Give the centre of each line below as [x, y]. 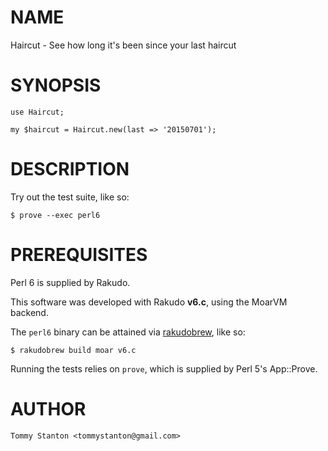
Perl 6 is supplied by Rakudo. [70, 282]
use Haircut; [37, 112]
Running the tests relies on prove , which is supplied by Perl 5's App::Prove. [164, 368]
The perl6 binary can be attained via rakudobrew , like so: [128, 332]
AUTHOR [48, 408]
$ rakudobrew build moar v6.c [73, 350]
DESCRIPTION [70, 169]
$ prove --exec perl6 [55, 215]
